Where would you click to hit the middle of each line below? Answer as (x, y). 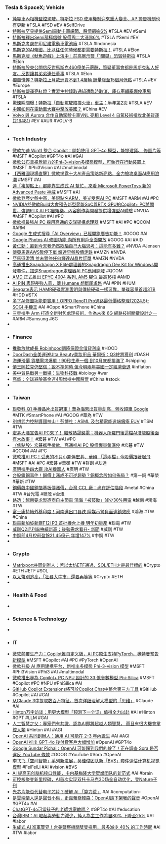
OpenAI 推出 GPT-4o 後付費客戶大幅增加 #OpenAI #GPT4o (72, 742)
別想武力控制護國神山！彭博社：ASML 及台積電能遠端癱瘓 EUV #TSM (83, 422)
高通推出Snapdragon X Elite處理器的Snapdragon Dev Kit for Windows (83, 264)
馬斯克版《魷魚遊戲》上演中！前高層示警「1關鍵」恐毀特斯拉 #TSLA (81, 56)
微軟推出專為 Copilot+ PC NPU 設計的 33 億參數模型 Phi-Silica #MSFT (83, 678)
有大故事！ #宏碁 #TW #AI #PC (44, 439)
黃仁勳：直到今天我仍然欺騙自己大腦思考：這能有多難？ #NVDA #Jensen (86, 246)
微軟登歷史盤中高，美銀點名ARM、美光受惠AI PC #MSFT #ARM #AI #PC (85, 198)
